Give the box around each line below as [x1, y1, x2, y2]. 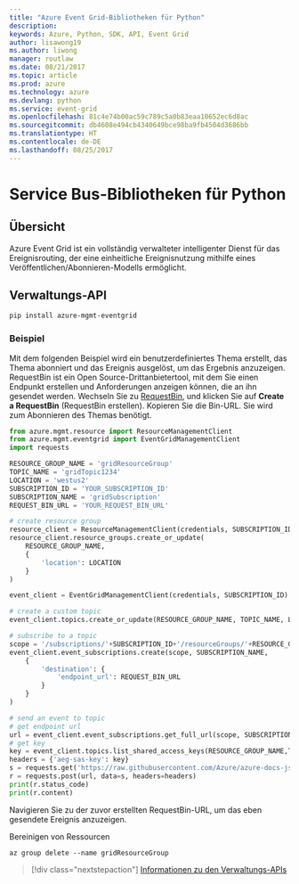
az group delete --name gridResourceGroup [9, 848, 169, 857]
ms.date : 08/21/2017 [9, 63, 86, 72]
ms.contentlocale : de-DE [9, 137, 101, 146]
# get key [9, 739, 46, 748]
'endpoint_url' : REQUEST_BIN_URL [56, 673, 181, 682]
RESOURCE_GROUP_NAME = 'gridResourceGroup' [9, 460, 174, 469]
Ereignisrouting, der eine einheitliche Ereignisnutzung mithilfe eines [9, 252, 256, 263]
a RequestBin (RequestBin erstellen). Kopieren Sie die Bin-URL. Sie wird [9, 400, 273, 411]
